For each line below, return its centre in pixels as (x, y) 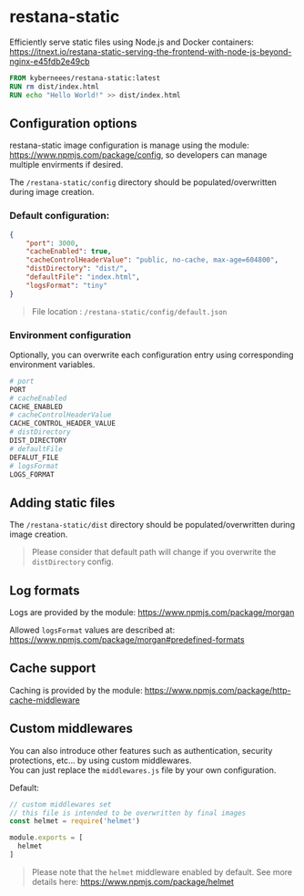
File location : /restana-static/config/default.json (129, 311)
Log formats (45, 590)
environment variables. (52, 364)
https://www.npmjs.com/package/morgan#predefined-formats (127, 640)
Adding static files (62, 503)
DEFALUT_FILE (34, 458)
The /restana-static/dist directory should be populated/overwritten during (152, 525)
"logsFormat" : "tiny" (66, 285)
